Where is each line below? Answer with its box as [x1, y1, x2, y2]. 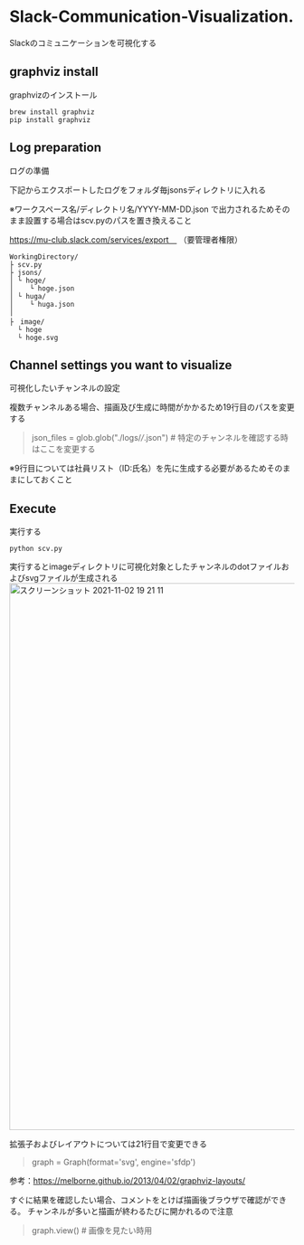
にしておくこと [16, 474, 73, 485]
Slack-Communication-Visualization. [9, 6, 294, 27]
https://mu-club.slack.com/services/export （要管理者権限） [9, 233, 242, 245]
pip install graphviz [9, 115, 91, 124]
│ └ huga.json [9, 299, 75, 309]
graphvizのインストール [9, 89, 98, 100]
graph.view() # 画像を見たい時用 [31, 1225, 152, 1236]
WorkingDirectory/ [9, 252, 79, 261]
